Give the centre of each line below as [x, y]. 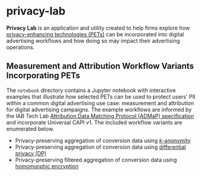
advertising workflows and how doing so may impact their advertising [93, 41]
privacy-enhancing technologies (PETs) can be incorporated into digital [95, 34]
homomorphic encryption [47, 166]
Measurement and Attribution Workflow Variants [100, 66]
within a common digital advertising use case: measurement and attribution [100, 103]
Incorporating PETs [43, 76]
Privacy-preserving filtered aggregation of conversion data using [96, 160]
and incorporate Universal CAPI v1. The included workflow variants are [94, 122]
